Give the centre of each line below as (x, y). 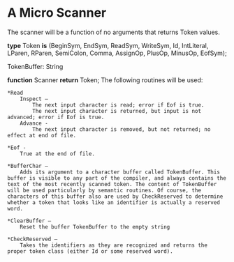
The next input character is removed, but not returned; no (122, 129)
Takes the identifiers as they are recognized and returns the (114, 245)
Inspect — (34, 99)
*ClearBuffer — (29, 221)
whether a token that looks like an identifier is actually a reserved (114, 202)
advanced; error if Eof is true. (56, 117)
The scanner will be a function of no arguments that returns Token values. (114, 32)
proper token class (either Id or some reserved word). (90, 251)
